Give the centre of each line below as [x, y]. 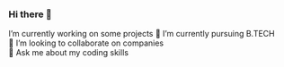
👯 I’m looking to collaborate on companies [86, 43]
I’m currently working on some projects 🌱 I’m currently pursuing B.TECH [142, 34]
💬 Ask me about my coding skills [69, 53]
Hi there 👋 [31, 14]
